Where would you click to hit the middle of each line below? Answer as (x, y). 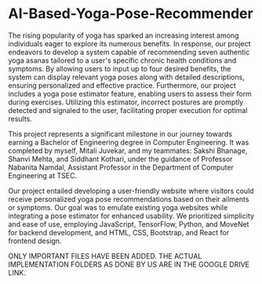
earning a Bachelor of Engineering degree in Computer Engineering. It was (129, 142)
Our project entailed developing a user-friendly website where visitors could (131, 191)
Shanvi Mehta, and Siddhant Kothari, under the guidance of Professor (120, 158)
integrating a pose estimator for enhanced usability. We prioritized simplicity (131, 216)
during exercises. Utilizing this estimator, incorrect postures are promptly (126, 102)
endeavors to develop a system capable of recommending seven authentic (129, 52)
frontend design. (35, 241)
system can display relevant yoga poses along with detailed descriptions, (126, 77)
